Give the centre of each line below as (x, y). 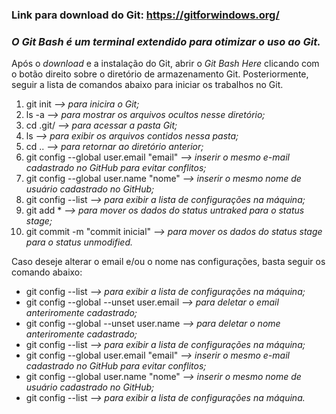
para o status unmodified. (79, 242)
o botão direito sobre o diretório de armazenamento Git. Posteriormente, (160, 74)
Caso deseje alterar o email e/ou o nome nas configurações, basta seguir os (168, 262)
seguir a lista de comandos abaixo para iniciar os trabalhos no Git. (147, 85)
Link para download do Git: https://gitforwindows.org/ (145, 15)
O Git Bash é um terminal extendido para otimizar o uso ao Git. (166, 41)
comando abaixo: (47, 272)
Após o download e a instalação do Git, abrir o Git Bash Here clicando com (165, 64)
